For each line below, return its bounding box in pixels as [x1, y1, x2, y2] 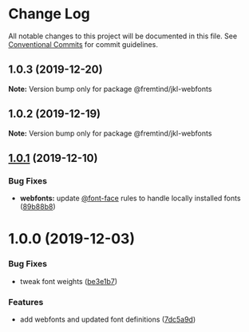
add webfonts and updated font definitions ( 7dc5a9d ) [19, 314, 196, 324]
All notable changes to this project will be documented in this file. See [8, 31, 238, 41]
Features [8, 296, 44, 307]
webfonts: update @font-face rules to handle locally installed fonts [19, 193, 241, 204]
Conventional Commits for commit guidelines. [8, 39, 158, 49]
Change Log [8, 5, 90, 23]
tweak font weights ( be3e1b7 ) [19, 276, 118, 286]
